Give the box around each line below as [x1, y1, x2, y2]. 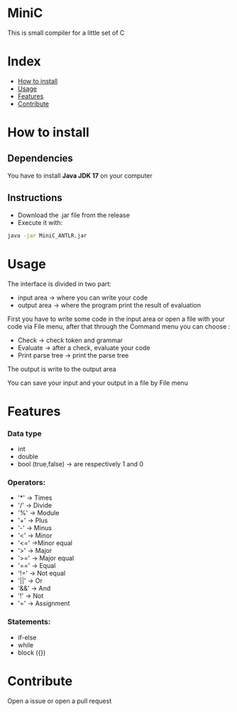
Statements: [7, 617, 51, 627]
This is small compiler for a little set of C [7, 28, 125, 37]
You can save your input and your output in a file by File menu [7, 378, 188, 387]
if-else [17, 633, 37, 642]
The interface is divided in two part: [7, 279, 111, 288]
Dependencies [7, 153, 73, 165]
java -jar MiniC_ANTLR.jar [7, 232, 87, 239]
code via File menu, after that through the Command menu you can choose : [7, 322, 231, 331]
